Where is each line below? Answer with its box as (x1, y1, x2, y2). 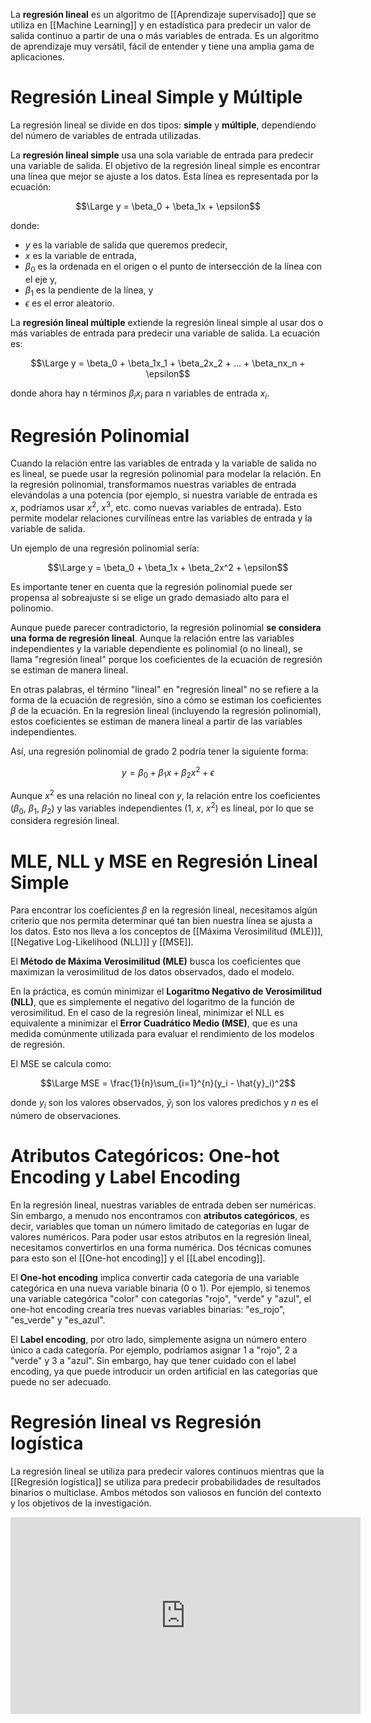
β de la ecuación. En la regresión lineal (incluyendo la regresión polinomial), (10, 704, 322, 716)
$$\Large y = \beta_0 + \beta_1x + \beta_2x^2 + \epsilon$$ (47, 561, 289, 573)
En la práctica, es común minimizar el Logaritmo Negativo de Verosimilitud (10, 985, 322, 998)
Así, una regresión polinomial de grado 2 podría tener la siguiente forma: (10, 745, 309, 757)
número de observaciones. (10, 1110, 122, 1122)
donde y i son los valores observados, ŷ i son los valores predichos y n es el (10, 1097, 319, 1111)
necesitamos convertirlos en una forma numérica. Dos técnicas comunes (10, 1242, 312, 1254)
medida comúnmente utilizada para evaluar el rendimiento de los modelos (10, 1028, 315, 1040)
